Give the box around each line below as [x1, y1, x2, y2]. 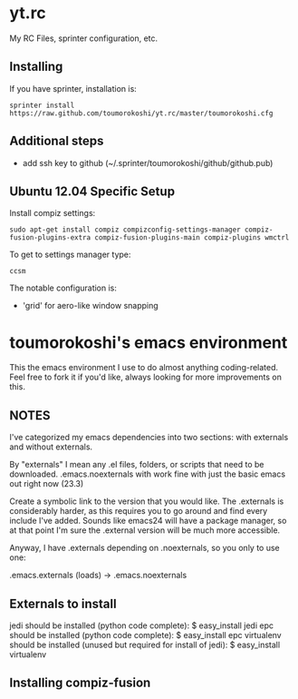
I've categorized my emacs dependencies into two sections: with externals [9, 432, 289, 443]
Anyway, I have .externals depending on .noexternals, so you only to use [9, 543, 281, 554]
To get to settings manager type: [9, 249, 131, 261]
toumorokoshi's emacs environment [9, 332, 288, 352]
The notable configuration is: [9, 282, 118, 293]
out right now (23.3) [9, 478, 84, 489]
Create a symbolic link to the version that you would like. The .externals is [9, 496, 284, 507]
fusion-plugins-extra [9, 233, 91, 242]
